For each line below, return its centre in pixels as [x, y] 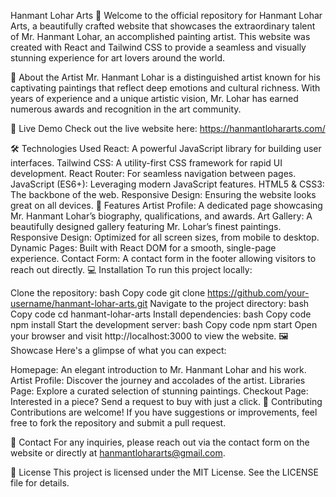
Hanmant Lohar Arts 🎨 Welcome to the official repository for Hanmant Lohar [166, 15]
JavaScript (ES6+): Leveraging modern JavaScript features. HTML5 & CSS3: [167, 184]
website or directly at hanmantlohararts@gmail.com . [118, 453]
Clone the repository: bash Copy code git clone [108, 293]
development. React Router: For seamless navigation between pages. [153, 173]
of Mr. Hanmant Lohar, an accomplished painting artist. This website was [160, 36]
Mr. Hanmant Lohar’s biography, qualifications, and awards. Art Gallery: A [161, 216]
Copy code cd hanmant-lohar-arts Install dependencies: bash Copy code [161, 314]
